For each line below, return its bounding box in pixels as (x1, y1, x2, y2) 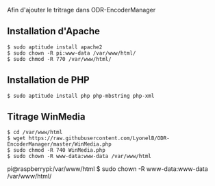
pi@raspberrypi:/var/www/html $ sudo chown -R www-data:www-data (7, 165, 209, 173)
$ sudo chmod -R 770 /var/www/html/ (7, 55, 112, 62)
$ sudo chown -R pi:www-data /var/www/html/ (7, 49, 136, 57)
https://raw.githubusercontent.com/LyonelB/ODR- (28, 135, 170, 142)
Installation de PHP (7, 75, 90, 86)
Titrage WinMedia (7, 111, 86, 122)
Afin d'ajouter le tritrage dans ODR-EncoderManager (7, 6, 156, 14)
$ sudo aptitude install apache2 (7, 44, 103, 51)
